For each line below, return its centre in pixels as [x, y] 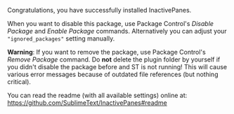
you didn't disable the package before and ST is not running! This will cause [117, 67]
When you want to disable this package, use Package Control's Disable [111, 23]
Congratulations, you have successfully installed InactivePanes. [99, 10]
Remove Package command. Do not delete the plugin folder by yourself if [114, 59]
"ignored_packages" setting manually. [61, 38]
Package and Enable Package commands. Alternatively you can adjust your [117, 31]
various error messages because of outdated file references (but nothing [113, 74]
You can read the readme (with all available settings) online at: [97, 95]
